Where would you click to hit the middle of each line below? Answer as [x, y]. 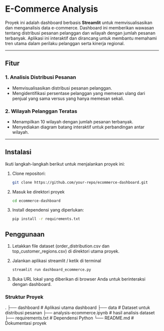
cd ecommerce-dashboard [36, 201]
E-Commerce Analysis [52, 9]
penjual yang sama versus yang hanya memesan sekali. [68, 98]
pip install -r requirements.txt [46, 219]
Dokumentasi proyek [26, 323]
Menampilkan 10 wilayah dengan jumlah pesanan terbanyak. [72, 121]
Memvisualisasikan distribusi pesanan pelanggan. [62, 88]
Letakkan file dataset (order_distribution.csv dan [61, 246]
